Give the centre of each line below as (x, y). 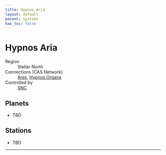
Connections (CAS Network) (34, 72)
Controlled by (19, 82)
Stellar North (30, 67)
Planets (17, 103)
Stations (18, 131)
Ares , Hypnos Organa (40, 77)
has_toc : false (21, 23)
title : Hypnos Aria (25, 10)
